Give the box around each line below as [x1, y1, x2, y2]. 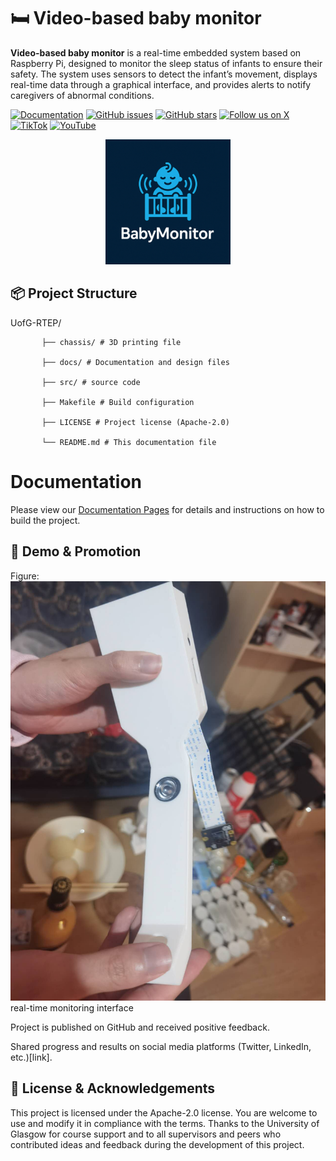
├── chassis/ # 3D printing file [41, 337, 182, 347]
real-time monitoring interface [10, 1001, 134, 1014]
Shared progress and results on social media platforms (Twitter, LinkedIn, [10, 1040, 312, 1052]
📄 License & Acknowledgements [10, 1080, 216, 1097]
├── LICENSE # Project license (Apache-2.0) [41, 417, 230, 427]
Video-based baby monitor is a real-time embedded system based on [10, 46, 302, 59]
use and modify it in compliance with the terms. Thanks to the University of [10, 1117, 320, 1129]
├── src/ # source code [41, 377, 141, 387]
